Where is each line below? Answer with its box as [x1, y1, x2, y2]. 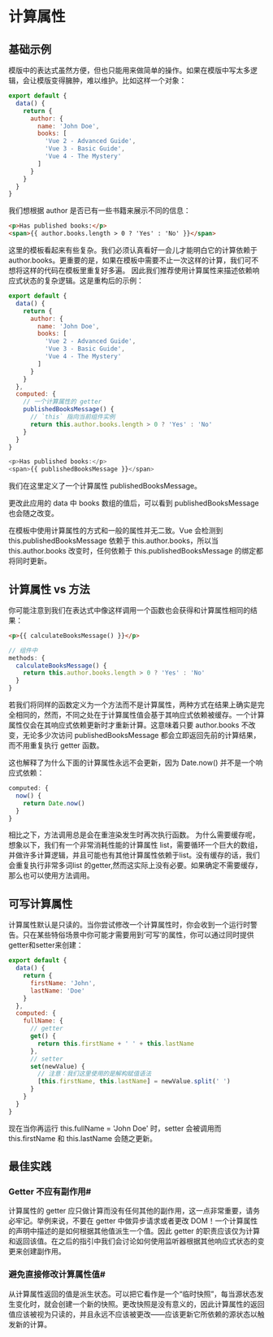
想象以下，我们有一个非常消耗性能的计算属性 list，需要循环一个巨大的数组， [8, 840, 262, 850]
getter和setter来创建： [8, 940, 84, 950]
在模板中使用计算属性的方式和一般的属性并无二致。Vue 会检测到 [8, 526, 223, 536]
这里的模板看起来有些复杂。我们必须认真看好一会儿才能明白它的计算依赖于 [8, 245, 258, 254]
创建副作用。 [22, 1247, 66, 1257]
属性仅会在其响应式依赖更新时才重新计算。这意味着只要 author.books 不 [8, 720, 249, 730]
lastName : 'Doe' [29, 987, 85, 995]
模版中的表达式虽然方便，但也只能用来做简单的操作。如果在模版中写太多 [8, 66, 250, 75]
